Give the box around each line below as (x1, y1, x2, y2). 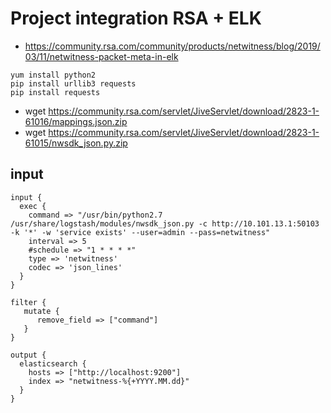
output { (10, 350, 47, 360)
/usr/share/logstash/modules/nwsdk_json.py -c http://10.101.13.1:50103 (10, 218, 320, 229)
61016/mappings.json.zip (24, 115, 128, 127)
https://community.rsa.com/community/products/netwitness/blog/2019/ (24, 40, 321, 52)
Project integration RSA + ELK (10, 7, 262, 30)
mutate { (23, 306, 60, 316)
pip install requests (10, 87, 101, 97)
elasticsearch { (19, 358, 87, 369)
